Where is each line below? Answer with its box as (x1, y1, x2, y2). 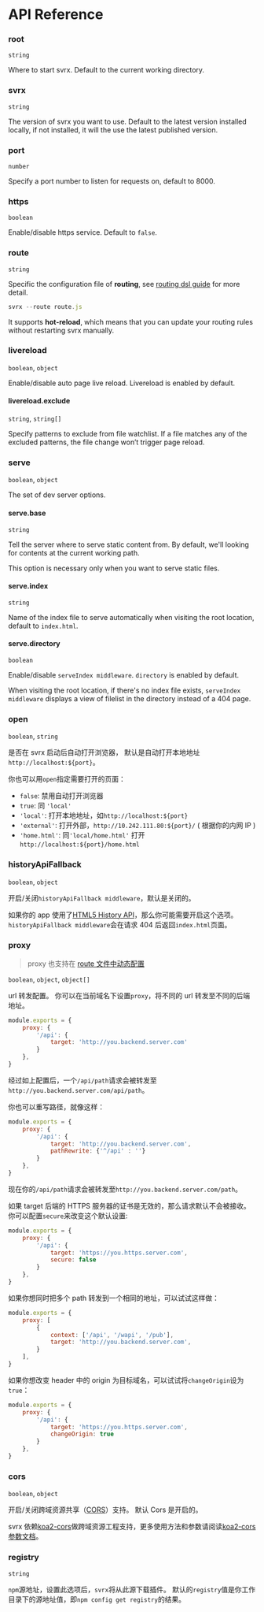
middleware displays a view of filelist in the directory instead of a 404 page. (8, 693, 251, 703)
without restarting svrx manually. (8, 325, 115, 335)
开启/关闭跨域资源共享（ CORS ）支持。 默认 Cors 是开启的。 (8, 1505, 203, 1514)
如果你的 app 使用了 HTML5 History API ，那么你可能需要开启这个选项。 (8, 910, 238, 919)
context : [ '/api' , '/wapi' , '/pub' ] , (49, 1331, 174, 1339)
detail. (8, 288, 29, 297)
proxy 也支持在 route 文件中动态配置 (27, 959, 145, 968)
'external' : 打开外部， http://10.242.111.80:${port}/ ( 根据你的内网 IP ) (19, 821, 256, 830)
